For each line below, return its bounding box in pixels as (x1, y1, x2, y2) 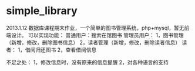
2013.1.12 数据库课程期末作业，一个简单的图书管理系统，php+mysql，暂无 (6, 24, 184, 31)
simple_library (6, 4, 78, 18)
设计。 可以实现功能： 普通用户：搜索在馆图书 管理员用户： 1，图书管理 (11, 31, 184, 39)
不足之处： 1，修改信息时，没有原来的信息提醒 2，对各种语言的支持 (6, 59, 169, 66)
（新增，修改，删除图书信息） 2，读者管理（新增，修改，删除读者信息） (6, 39, 181, 46)
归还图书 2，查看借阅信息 (35, 46, 97, 53)
